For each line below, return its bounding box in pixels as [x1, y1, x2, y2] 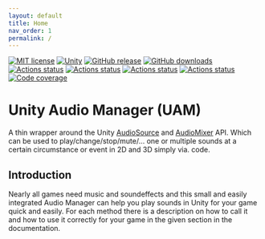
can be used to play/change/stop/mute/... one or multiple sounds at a [8, 136, 237, 146]
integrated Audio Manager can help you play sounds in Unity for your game [8, 198, 258, 207]
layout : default [8, 11, 63, 20]
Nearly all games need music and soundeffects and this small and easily [8, 189, 247, 199]
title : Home [8, 19, 48, 27]
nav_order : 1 [8, 26, 52, 34]
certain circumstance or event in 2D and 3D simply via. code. [8, 145, 210, 155]
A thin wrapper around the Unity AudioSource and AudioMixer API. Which [8, 128, 252, 137]
